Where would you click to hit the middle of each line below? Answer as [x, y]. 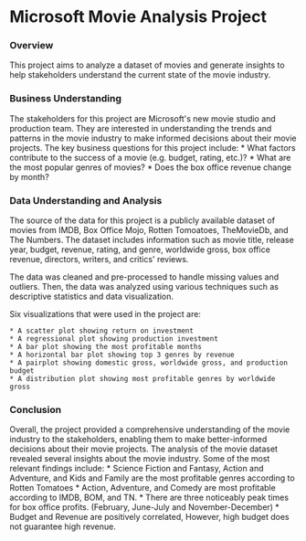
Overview [32, 46]
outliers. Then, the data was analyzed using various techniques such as [144, 287]
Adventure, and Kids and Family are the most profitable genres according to [152, 478]
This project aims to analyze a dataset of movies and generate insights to [147, 65]
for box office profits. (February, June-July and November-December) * [145, 507]
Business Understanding [65, 99]
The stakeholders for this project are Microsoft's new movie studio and [142, 118]
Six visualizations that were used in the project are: [105, 314]
